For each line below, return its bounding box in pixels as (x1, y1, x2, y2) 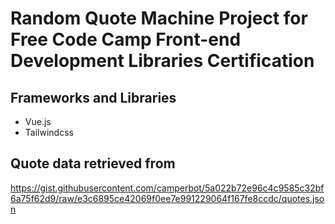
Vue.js (24, 116, 52, 127)
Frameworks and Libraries (10, 89, 177, 106)
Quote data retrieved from (10, 155, 176, 172)
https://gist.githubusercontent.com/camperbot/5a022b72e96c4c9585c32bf (10, 182, 325, 194)
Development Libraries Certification (10, 50, 315, 72)
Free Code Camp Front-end (10, 28, 242, 51)
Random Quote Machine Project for (10, 7, 308, 30)
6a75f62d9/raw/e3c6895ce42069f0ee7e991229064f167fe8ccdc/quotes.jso (10, 192, 325, 204)
